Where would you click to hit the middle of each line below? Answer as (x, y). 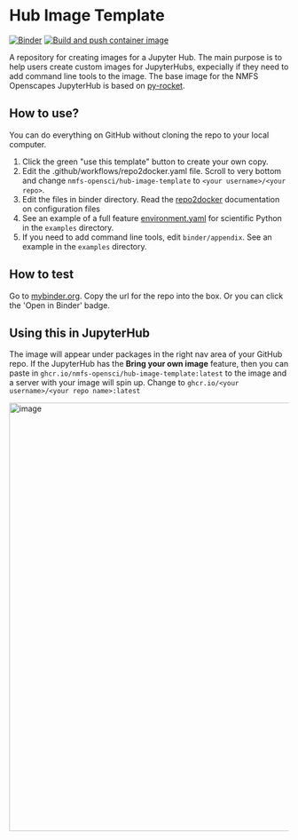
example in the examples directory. (85, 246)
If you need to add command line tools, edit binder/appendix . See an (147, 237)
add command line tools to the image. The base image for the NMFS (134, 75)
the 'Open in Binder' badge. (60, 305)
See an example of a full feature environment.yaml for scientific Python (152, 218)
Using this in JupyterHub (80, 333)
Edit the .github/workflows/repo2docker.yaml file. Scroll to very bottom (152, 170)
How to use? (44, 113)
